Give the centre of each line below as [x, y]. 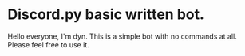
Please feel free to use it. [48, 44]
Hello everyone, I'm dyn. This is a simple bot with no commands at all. [122, 36]
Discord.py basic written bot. [106, 15]
